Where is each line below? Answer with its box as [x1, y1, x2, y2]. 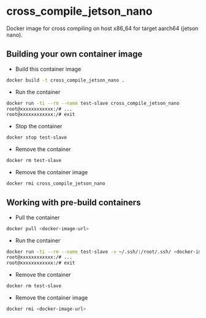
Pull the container [15, 214, 60, 221]
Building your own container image [6, 49, 143, 60]
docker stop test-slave [6, 134, 67, 141]
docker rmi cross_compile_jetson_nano [6, 180, 105, 187]
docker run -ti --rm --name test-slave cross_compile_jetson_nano [6, 100, 180, 106]
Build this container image [15, 65, 82, 72]
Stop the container [15, 123, 63, 130]
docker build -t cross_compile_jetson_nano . [6, 77, 124, 83]
